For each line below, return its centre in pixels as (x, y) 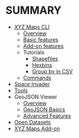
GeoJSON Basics (44, 109)
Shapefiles (45, 59)
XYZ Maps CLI (32, 27)
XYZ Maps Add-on (37, 128)
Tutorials (34, 52)
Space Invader (32, 84)
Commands (37, 78)
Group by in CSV (52, 71)
